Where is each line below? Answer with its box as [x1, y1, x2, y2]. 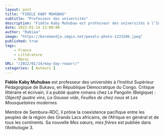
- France [14, 48, 32, 52]
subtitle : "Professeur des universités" [5, 16, 89, 21]
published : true [5, 39, 38, 44]
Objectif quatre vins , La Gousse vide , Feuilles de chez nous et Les [5, 95, 138, 100]
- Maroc [14, 57, 29, 62]
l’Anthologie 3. [5, 125, 34, 130]
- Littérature [14, 52, 42, 57]
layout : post [5, 7, 32, 12]
